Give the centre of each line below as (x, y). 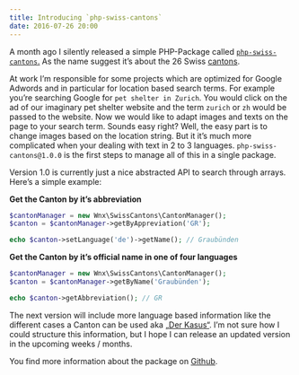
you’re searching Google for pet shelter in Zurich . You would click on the (148, 97)
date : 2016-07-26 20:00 (54, 26)
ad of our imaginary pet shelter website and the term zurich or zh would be (148, 107)
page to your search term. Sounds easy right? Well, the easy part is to (138, 126)
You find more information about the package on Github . (114, 361)
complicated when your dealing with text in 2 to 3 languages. (122, 145)
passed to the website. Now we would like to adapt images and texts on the (149, 117)
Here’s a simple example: (56, 181)
